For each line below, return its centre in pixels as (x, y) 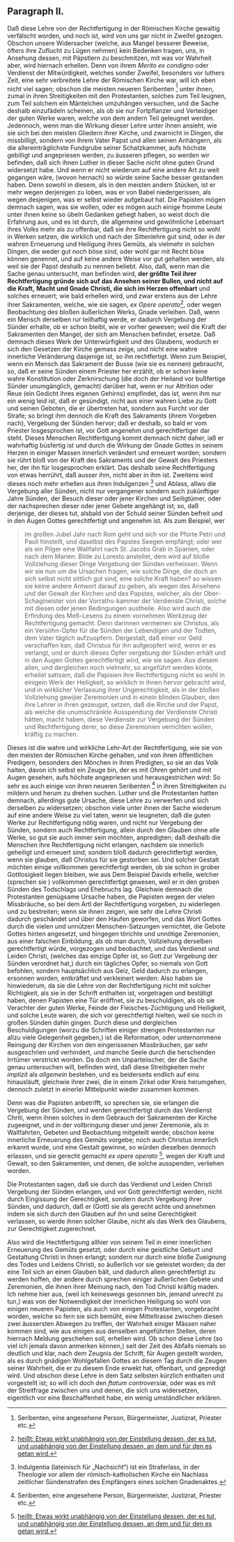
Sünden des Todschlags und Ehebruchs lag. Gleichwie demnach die (105, 890)
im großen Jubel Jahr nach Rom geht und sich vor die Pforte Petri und (125, 534)
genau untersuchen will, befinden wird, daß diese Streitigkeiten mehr (106, 1067)
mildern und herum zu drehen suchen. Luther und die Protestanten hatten (113, 793)
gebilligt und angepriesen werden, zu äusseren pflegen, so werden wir (109, 155)
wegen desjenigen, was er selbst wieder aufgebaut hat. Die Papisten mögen (116, 200)
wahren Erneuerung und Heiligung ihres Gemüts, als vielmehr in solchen (111, 244)
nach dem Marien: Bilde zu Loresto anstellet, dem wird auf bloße (117, 556)
